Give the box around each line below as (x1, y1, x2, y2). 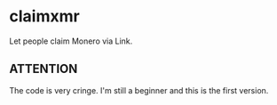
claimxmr (9, 6, 80, 27)
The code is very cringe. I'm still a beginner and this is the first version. (9, 85, 269, 95)
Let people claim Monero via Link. (9, 36, 133, 46)
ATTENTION (9, 61, 78, 77)
